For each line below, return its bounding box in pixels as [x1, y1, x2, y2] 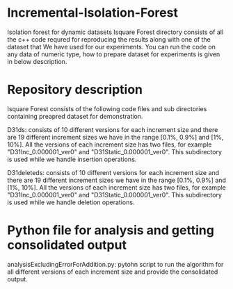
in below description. [7, 57, 67, 65]
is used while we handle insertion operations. [7, 155, 137, 163]
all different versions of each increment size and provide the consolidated [7, 267, 218, 276]
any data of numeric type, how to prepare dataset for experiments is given [7, 50, 220, 58]
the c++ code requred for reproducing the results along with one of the [7, 35, 211, 43]
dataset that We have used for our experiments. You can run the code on [7, 42, 216, 51]
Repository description [7, 82, 143, 98]
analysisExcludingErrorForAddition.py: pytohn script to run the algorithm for [7, 260, 224, 268]
